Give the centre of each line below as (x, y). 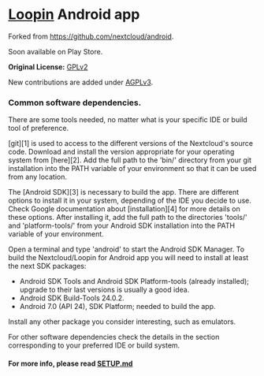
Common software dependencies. (75, 102)
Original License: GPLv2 (48, 67)
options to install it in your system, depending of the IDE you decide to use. (130, 201)
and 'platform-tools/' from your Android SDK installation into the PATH (122, 225)
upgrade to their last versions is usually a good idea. (104, 290)
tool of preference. (39, 128)
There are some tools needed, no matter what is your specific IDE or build (128, 120)
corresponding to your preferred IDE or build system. (94, 345)
